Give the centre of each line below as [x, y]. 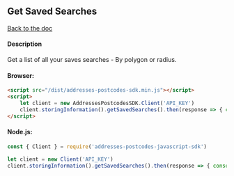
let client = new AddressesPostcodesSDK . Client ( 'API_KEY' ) [107, 103]
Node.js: [20, 132]
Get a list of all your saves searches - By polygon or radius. [92, 60]
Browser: [21, 75]
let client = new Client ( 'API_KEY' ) [60, 159]
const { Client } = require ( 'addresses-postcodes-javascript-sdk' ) [107, 146]
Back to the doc [30, 28]
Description [25, 44]
